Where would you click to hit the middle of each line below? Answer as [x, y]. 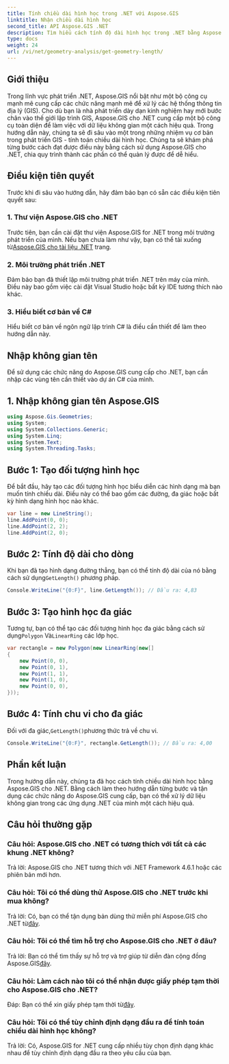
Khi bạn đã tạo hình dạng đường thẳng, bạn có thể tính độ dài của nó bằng [112, 570]
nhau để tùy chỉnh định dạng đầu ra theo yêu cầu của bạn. [90, 1053]
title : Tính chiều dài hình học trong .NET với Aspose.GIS [93, 13]
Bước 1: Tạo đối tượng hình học [73, 470]
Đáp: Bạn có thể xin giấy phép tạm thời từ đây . [71, 1004]
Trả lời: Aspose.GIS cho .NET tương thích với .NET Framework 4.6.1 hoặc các [114, 867]
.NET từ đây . [24, 923]
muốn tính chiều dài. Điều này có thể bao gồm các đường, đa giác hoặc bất [113, 494]
